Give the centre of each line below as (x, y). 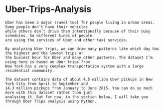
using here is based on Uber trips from (48, 62)
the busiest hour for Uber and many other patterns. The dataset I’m (79, 57)
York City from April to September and (47, 83)
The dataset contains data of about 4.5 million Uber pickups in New (79, 79)
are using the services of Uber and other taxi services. (67, 40)
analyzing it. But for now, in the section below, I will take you (77, 97)
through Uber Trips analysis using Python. (51, 101)
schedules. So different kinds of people (49, 35)
